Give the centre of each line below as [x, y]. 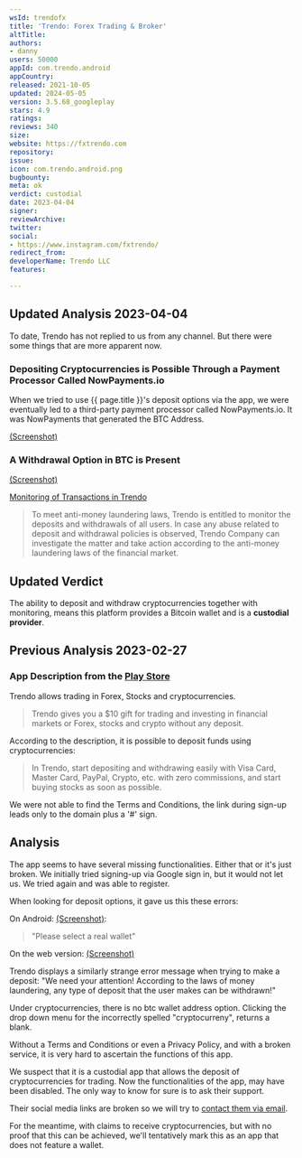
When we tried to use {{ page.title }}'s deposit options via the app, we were [149, 399]
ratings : [26, 118]
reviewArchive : [38, 219]
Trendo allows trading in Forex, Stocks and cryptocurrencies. [123, 696]
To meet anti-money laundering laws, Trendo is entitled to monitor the [161, 515]
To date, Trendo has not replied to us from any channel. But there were [141, 336]
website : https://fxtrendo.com [68, 144]
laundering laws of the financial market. [105, 553]
